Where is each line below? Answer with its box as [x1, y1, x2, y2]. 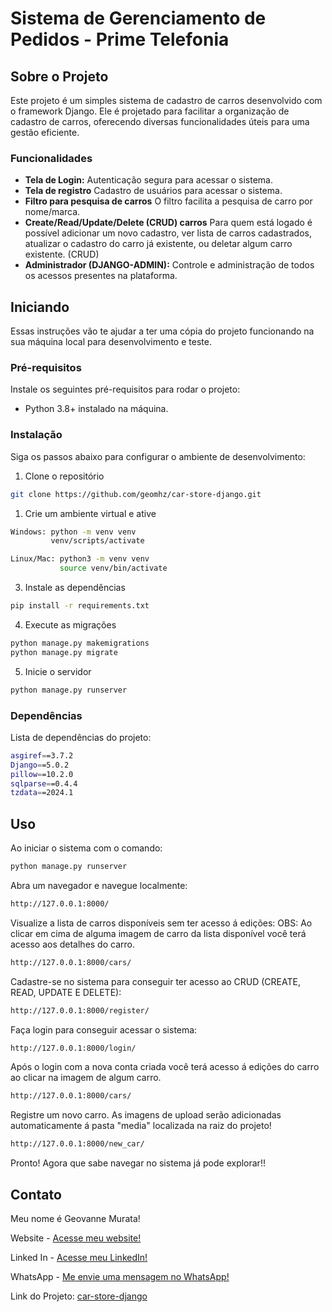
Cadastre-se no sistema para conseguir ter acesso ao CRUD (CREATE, [10, 975, 301, 987]
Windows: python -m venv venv [10, 527, 137, 537]
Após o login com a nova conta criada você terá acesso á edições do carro [10, 1061, 320, 1073]
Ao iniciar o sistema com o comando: [10, 842, 163, 854]
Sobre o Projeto [10, 68, 109, 85]
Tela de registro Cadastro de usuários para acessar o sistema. [24, 185, 283, 197]
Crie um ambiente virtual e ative [24, 507, 157, 519]
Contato [10, 1186, 62, 1203]
